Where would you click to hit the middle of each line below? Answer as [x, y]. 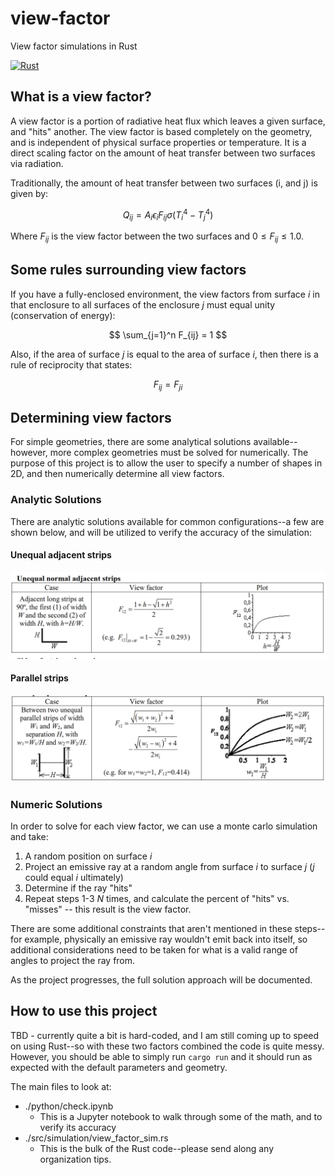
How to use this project [84, 1011]
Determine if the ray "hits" [78, 888]
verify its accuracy [78, 1127]
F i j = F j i [168, 385]
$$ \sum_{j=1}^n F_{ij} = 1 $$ [168, 334]
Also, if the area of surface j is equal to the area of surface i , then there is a [164, 354]
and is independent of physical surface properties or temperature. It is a [158, 142]
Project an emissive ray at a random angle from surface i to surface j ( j [169, 867]
